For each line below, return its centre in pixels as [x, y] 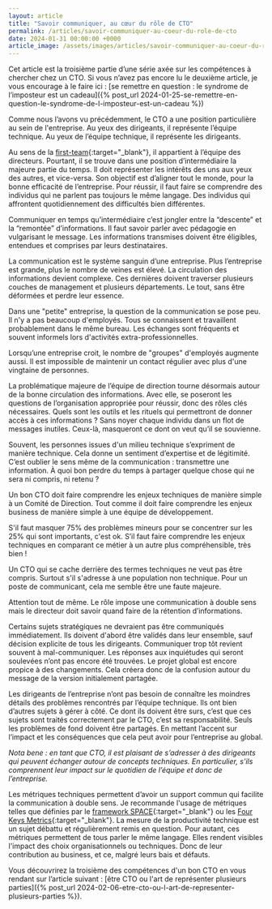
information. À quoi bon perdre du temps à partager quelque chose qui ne [132, 470]
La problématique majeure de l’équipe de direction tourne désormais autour [134, 386]
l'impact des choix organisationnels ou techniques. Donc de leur [115, 846]
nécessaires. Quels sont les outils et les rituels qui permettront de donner [130, 412]
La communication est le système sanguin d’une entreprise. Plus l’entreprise [135, 261]
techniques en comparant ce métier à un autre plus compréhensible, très [130, 545]
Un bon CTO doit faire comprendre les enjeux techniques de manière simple [135, 495]
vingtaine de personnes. [49, 371]
